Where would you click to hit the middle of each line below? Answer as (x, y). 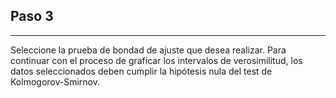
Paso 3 (32, 16)
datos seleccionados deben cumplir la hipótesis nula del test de (141, 71)
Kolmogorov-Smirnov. (55, 81)
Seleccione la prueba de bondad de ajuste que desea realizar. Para (148, 50)
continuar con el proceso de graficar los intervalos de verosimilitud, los (156, 60)
